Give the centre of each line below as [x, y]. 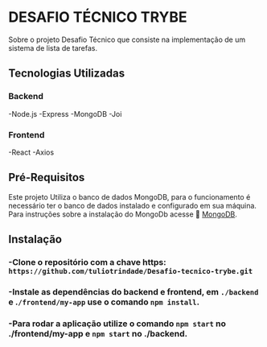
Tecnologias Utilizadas [67, 74]
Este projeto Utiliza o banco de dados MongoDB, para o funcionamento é [129, 196]
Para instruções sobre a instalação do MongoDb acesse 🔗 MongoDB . [123, 214]
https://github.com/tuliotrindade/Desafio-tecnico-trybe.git [131, 271]
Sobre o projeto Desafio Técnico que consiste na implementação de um [127, 39]
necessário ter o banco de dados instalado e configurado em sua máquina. [133, 205]
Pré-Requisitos [47, 178]
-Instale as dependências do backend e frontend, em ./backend [133, 291]
